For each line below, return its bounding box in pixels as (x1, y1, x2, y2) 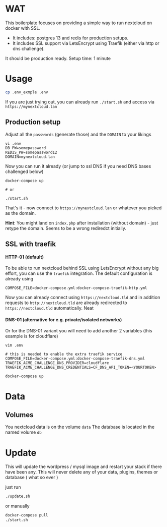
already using (5, 276, 34, 282)
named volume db (5, 429, 42, 435)
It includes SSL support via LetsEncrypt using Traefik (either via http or (12, 40, 159, 46)
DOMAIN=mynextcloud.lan (5, 154, 55, 159)
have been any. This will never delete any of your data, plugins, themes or (5, 469, 158, 475)
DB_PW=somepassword (5, 145, 46, 150)
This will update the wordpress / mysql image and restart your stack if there (5, 463, 162, 470)
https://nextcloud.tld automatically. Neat (5, 305, 94, 311)
